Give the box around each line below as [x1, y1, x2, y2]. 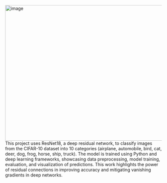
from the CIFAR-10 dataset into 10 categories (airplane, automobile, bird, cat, [5, 146, 162, 151]
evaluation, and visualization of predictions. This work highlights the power [5, 162, 159, 167]
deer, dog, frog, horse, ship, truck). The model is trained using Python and [5, 151, 157, 157]
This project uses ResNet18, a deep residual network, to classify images [5, 140, 153, 146]
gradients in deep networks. [5, 172, 63, 178]
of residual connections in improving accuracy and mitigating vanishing [5, 167, 152, 173]
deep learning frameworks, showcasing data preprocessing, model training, [5, 156, 161, 162]
